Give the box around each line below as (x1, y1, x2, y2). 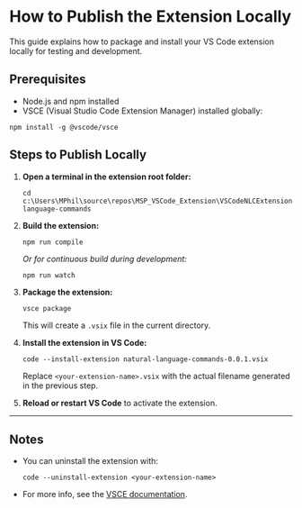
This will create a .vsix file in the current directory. (22, 320, 211, 331)
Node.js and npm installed (22, 95, 120, 106)
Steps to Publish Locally (9, 147, 147, 163)
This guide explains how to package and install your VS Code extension (9, 36, 275, 47)
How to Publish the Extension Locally (9, 6, 292, 27)
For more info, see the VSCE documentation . (22, 489, 188, 500)
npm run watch (22, 270, 75, 280)
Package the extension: (22, 286, 113, 297)
